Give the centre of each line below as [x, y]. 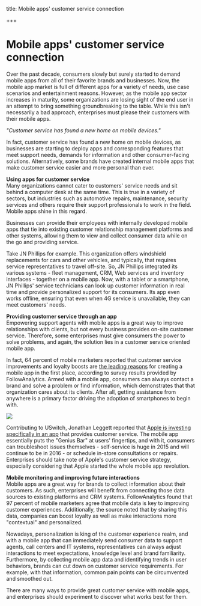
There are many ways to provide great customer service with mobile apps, [98, 590]
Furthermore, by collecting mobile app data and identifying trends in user [97, 559]
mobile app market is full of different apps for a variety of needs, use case [98, 87]
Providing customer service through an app [61, 316]
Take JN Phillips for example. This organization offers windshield [86, 253]
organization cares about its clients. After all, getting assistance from [91, 392]
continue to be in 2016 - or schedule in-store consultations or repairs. [92, 453]
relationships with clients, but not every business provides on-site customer [100, 329]
